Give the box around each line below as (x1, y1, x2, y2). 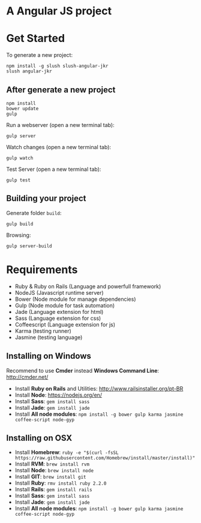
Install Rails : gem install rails (14, 486, 92, 493)
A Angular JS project (6, 4, 112, 18)
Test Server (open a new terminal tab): (6, 165, 101, 173)
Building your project (6, 194, 86, 204)
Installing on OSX (6, 433, 73, 443)
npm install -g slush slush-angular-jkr (6, 63, 109, 69)
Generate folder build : (6, 209, 62, 216)
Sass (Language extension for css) (14, 315, 101, 322)
